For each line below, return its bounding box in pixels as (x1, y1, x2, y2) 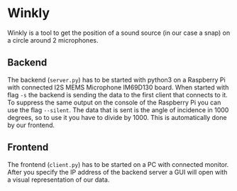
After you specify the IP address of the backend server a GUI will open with (7, 168, 228, 176)
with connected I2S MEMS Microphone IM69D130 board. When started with (7, 83, 229, 92)
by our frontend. (7, 121, 55, 129)
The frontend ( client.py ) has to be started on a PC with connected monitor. (7, 160, 229, 168)
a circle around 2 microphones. (7, 36, 99, 44)
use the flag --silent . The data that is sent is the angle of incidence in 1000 (7, 105, 229, 114)
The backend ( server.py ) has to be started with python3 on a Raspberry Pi (7, 75, 226, 84)
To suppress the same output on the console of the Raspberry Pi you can (7, 98, 221, 107)
